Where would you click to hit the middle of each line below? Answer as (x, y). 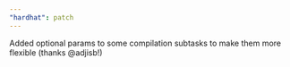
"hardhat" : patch (42, 17)
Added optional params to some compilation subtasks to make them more (145, 43)
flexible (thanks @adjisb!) (56, 52)
